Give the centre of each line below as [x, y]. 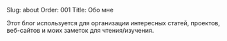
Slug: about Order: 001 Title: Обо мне [60, 10]
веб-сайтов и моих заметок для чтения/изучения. [80, 30]
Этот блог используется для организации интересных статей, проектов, [113, 23]
